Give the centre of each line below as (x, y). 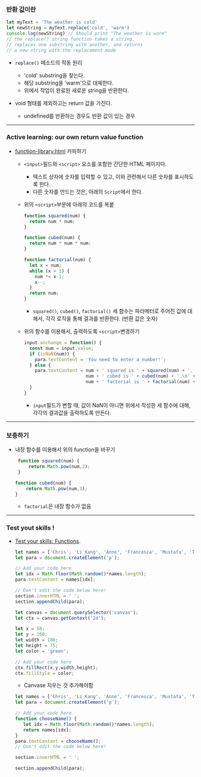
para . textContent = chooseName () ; (58, 741)
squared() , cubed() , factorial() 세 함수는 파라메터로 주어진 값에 (109, 311)
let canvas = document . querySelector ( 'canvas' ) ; (77, 612)
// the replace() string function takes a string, (71, 39)
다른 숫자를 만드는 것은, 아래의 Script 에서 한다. (88, 192)
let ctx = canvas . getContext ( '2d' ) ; (60, 618)
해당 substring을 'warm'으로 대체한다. (68, 83)
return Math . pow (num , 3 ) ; (57, 488)
